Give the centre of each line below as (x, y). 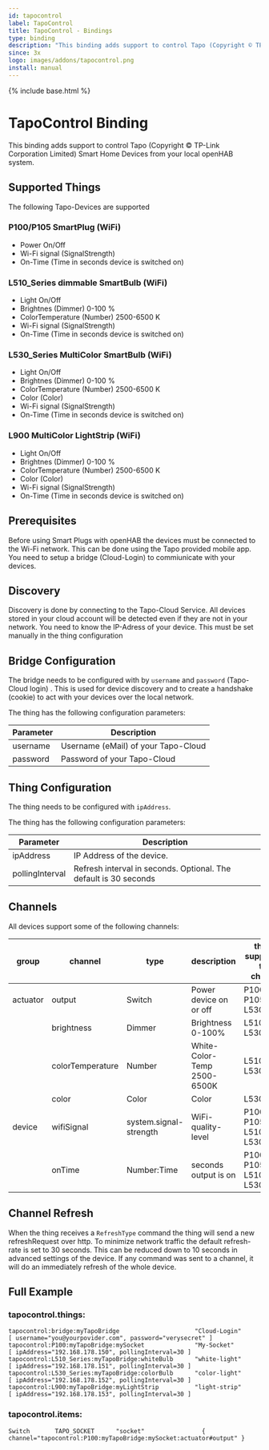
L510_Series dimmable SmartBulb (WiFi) (88, 283)
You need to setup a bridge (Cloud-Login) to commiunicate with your (122, 557)
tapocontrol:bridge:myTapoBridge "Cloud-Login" (125, 1331)
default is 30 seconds (114, 878)
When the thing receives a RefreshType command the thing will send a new (131, 1232)
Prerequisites (42, 521)
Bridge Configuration (62, 661)
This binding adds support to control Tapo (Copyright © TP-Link (114, 145)
